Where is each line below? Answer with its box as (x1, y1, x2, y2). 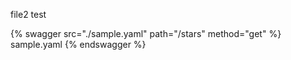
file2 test (10, 9, 47, 20)
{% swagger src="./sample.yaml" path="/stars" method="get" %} (10, 28, 282, 39)
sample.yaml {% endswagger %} (10, 39, 147, 50)
